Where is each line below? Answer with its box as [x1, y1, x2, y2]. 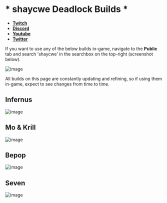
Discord [12, 25, 29, 31]
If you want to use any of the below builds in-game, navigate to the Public [5, 45, 157, 51]
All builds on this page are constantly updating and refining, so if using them [5, 75, 162, 81]
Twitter [12, 36, 28, 42]
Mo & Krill [5, 123, 36, 132]
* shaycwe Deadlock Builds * [5, 3, 128, 15]
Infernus [5, 95, 32, 104]
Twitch [12, 20, 27, 26]
